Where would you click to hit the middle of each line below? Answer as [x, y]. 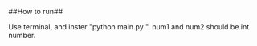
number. [22, 35]
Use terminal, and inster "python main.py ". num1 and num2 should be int [129, 27]
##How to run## [36, 11]
